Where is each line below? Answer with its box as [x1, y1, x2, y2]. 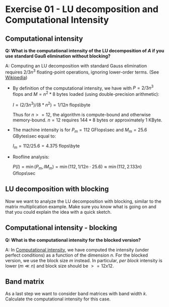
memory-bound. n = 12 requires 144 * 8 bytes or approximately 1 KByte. [12, 117, 162, 123]
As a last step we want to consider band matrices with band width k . [5, 291, 147, 297]
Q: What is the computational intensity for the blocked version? [5, 237, 141, 243]
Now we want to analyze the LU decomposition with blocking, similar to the [5, 198, 161, 204]
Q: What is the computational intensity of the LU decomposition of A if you [5, 48, 164, 53]
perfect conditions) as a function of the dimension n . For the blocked [5, 252, 148, 258]
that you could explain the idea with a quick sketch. [5, 209, 112, 215]
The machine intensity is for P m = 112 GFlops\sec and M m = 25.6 [12, 127, 147, 134]
